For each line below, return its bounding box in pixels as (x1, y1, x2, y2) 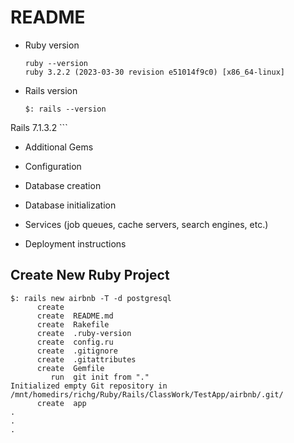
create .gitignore (36, 346, 118, 356)
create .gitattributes (36, 354, 137, 365)
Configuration (24, 160, 82, 172)
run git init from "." (50, 372, 150, 382)
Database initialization (24, 199, 117, 211)
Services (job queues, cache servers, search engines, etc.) (24, 218, 269, 230)
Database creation (24, 179, 102, 191)
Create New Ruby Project (10, 267, 170, 284)
